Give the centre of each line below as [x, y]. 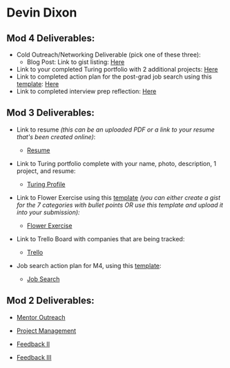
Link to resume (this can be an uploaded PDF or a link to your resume [115, 130]
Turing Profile [46, 184]
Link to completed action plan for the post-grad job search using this [114, 76]
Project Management [46, 330]
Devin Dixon [42, 13]
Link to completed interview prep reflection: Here [86, 91]
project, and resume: [46, 171]
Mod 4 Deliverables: [51, 38]
